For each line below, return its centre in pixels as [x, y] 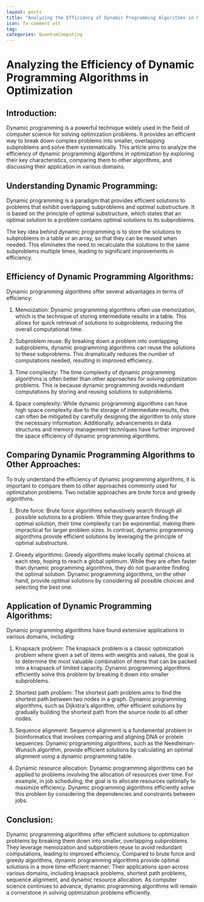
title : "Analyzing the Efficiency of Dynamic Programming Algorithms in [100, 18]
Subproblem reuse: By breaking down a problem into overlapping [97, 341]
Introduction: [32, 113]
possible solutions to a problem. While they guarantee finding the [97, 517]
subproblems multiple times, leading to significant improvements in [90, 251]
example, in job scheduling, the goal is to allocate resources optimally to [105, 781]
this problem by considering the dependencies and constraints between [105, 794]
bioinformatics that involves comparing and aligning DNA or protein [99, 737]
